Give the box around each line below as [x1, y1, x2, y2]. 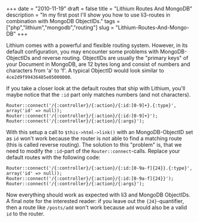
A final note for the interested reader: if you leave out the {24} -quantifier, [6, 198, 184, 204]
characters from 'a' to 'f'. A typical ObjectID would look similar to [6, 67, 165, 74]
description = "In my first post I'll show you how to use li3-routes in [6, 11, 170, 18]
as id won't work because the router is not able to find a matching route [6, 135, 182, 142]
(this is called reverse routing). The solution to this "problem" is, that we [6, 141, 182, 148]
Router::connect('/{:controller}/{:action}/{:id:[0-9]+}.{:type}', [6, 103, 177, 109]
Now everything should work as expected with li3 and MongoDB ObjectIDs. [6, 191, 191, 198]
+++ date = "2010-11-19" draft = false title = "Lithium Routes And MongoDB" [6, 5, 192, 12]
